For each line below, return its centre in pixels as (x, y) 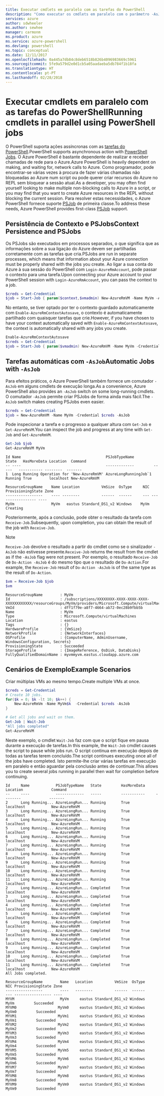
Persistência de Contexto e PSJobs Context (72, 224)
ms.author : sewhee (24, 28)
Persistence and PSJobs (43, 232)
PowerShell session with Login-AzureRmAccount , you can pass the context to (81, 280)
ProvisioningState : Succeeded (45, 646)
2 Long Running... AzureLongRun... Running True (68, 802)
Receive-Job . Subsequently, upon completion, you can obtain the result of (79, 523)
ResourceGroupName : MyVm (39, 595)
